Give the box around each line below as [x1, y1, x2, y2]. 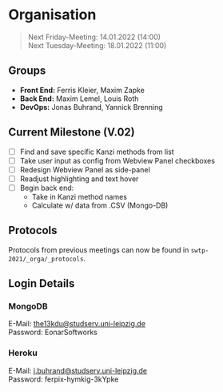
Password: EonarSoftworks [8, 327, 98, 337]
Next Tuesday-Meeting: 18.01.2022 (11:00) [27, 40, 167, 50]
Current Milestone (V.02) [8, 126, 136, 139]
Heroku [8, 347, 38, 358]
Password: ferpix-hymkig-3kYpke [8, 374, 119, 384]
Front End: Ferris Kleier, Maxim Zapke [19, 85, 145, 95]
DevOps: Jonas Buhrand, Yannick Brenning [19, 102, 164, 111]
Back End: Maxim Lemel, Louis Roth [19, 94, 139, 103]
